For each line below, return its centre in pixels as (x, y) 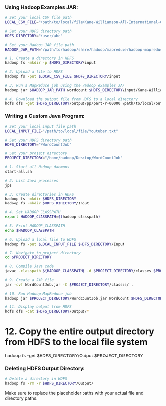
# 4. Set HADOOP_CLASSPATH (33, 212)
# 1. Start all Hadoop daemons (37, 167)
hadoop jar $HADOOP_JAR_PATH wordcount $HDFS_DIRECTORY (64, 90)
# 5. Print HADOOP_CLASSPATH (35, 226)
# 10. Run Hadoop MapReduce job (38, 294)
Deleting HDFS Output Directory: (45, 369)
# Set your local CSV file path (38, 18)
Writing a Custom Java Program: (45, 116)
